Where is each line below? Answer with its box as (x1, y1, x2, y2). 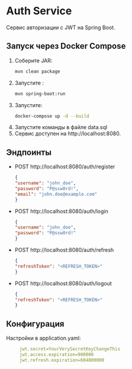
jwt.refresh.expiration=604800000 (19, 357, 105, 363)
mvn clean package (14, 68, 60, 74)
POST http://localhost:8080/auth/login (14, 207, 108, 215)
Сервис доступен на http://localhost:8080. (14, 130, 121, 137)
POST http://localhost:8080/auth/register (14, 163, 115, 170)
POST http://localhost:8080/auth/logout (14, 280, 112, 287)
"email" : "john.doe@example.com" (14, 191, 98, 197)
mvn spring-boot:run (14, 90, 66, 96)
